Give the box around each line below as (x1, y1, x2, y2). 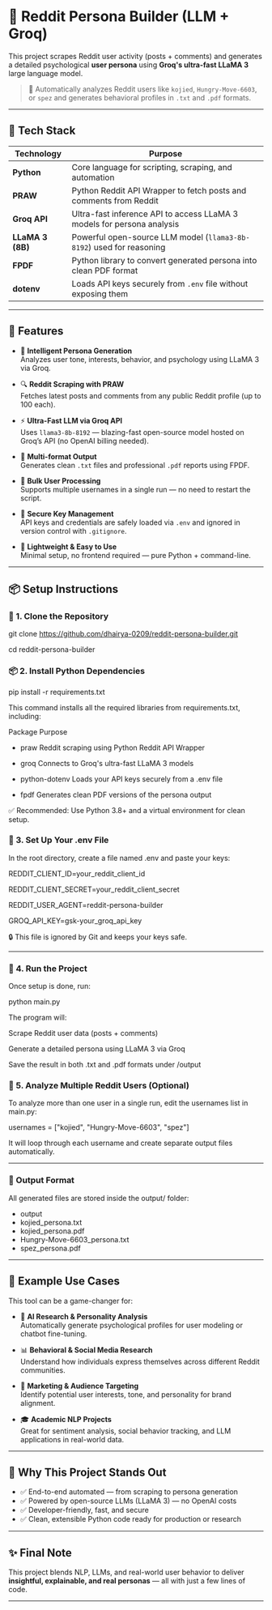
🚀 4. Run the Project (8, 963, 87, 974)
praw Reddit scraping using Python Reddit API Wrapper (19, 743, 205, 752)
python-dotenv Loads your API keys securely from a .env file (19, 773, 223, 784)
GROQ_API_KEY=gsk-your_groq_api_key (8, 915, 142, 926)
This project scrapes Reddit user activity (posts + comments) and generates (8, 51, 263, 61)
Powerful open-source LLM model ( (71, 231, 209, 242)
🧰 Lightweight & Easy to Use (19, 542, 117, 552)
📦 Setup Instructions (8, 582, 119, 596)
